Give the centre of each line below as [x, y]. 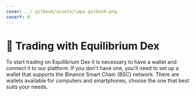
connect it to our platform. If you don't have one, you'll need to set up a [92, 68]
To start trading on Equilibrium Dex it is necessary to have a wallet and [91, 62]
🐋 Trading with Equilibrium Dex [83, 46]
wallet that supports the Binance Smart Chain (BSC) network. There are [93, 74]
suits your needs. [27, 87]
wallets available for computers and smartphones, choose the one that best [98, 81]
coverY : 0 [18, 17]
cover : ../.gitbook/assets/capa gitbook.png [62, 11]
